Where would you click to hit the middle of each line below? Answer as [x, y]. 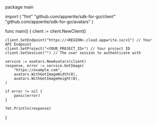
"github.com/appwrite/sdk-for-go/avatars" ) [49, 22]
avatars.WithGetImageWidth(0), [46, 74]
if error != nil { [24, 91]
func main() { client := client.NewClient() [46, 31]
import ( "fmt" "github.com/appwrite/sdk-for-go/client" [60, 16]
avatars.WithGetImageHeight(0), [47, 79]
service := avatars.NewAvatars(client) [46, 62]
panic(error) [27, 96]
